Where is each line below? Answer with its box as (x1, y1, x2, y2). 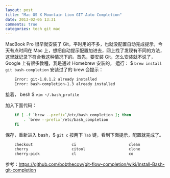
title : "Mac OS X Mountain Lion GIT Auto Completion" (5, 12, 123, 17)
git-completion (5, 167, 37, 173)
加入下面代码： (5, 102, 37, 108)
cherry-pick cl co (14, 151, 134, 157)
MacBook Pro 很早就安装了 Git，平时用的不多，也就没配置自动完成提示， (5, 41, 158, 47)
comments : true (5, 21, 38, 27)
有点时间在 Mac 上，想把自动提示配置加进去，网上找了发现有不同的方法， (9, 47, 165, 54)
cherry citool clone (14, 146, 140, 152)
